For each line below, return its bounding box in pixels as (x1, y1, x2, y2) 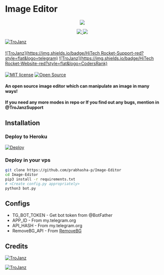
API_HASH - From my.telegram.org (12, 223, 82, 229)
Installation (5, 119, 40, 127)
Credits (5, 242, 28, 250)
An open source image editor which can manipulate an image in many (5, 83, 150, 89)
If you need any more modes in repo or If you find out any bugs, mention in (5, 99, 160, 106)
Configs (5, 199, 30, 208)
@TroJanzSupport (5, 105, 44, 110)
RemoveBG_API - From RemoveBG (12, 228, 82, 234)
